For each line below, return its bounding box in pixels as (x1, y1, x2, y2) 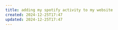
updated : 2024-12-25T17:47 (5, 17, 63, 22)
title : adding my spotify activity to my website (5, 7, 113, 13)
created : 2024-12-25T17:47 (5, 12, 63, 17)
